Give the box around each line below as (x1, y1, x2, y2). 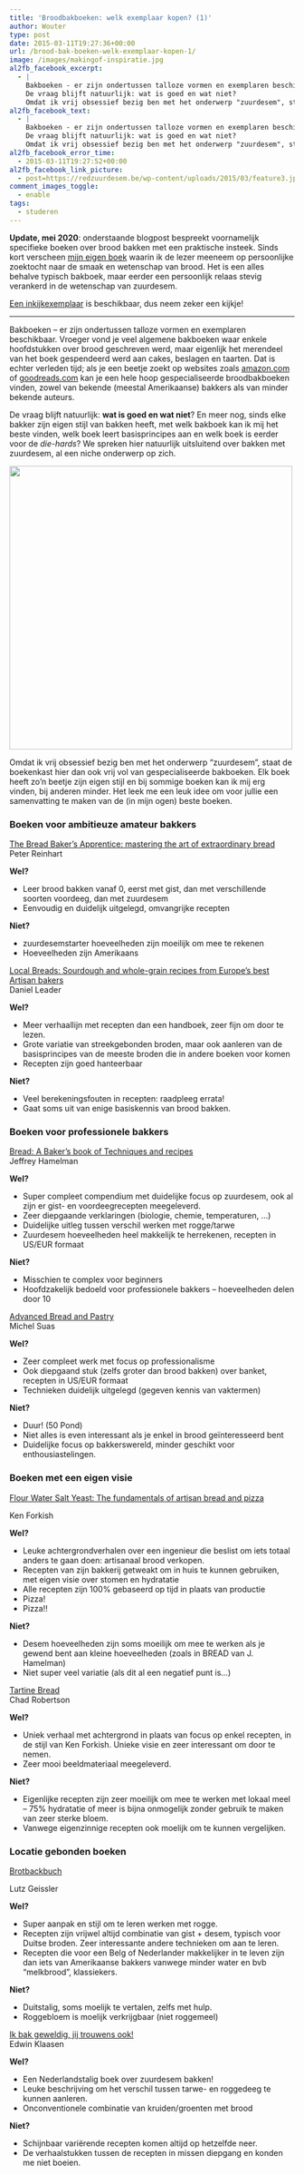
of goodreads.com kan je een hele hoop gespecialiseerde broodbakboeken (9, 372, 290, 383)
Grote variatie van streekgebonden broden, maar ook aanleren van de (22, 1039, 283, 1050)
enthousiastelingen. (22, 1449, 97, 1460)
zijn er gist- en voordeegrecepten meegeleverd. (22, 1200, 201, 1211)
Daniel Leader (9, 985, 62, 995)
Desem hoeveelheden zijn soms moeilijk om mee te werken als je (22, 1638, 265, 1649)
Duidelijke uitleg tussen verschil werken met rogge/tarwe (22, 1220, 235, 1230)
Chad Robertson (9, 1694, 71, 1705)
